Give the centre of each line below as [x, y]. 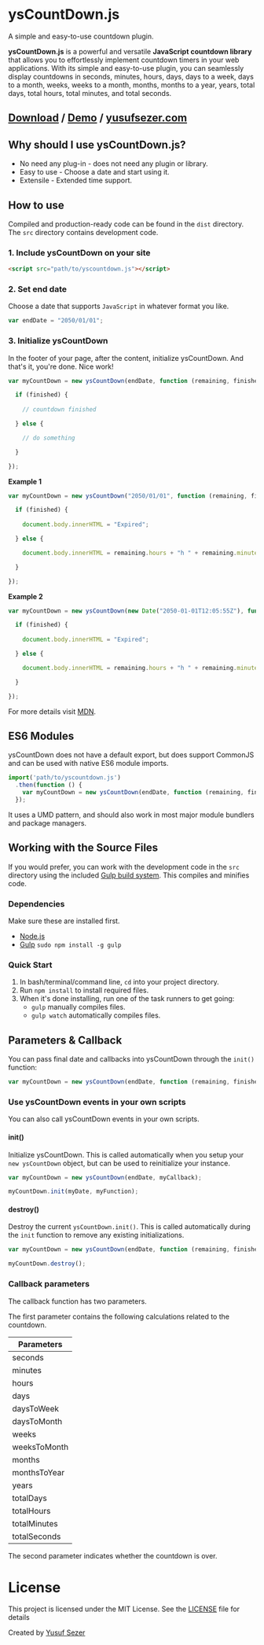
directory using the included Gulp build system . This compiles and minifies [129, 875]
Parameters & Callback [65, 1040]
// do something [49, 438]
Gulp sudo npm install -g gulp [70, 944]
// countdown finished [59, 410]
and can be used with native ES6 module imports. [88, 764]
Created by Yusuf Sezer [47, 1632]
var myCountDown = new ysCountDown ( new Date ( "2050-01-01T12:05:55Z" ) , [126, 611]
